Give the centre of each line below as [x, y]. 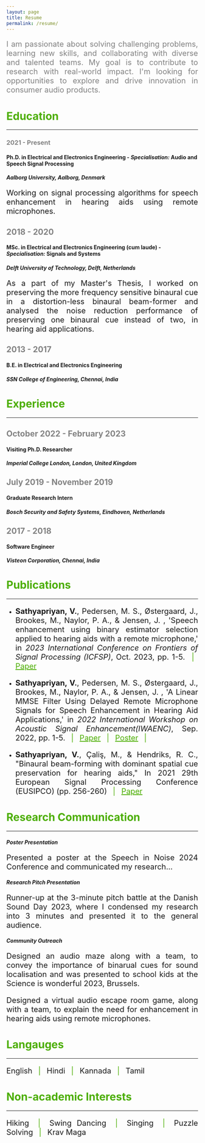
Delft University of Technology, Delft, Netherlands [71, 268]
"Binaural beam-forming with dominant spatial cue [106, 764]
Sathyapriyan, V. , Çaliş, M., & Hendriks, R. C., [106, 755]
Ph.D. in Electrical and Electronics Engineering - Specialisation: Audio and [102, 157]
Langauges [35, 1044]
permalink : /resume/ [33, 23]
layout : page [23, 12]
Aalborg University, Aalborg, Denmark [56, 178]
